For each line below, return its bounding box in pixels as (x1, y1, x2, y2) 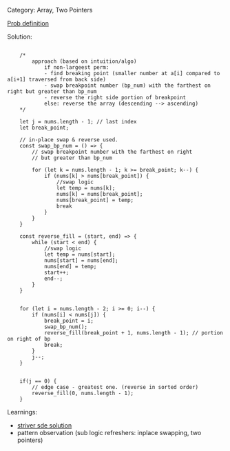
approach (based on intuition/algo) (32, 58, 137, 65)
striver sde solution (17, 421, 72, 430)
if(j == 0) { (19, 378, 57, 385)
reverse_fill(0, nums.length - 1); (32, 390, 134, 397)
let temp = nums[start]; (43, 251, 116, 258)
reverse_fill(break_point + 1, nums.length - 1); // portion (43, 330, 224, 337)
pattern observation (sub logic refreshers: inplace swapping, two (17, 429, 202, 437)
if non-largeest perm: (43, 64, 109, 71)
